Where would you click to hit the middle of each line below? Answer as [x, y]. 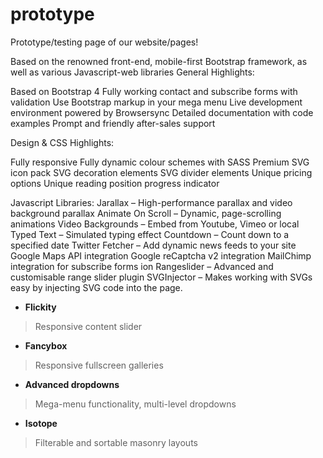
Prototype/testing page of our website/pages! [104, 42]
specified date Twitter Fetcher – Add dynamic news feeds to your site [153, 245]
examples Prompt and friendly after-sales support [113, 123]
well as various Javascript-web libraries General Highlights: [132, 72]
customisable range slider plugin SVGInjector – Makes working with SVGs [161, 277]
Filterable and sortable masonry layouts [116, 442]
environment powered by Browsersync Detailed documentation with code [162, 112]
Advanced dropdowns [72, 384]
